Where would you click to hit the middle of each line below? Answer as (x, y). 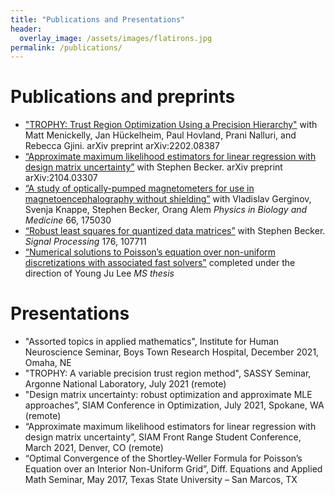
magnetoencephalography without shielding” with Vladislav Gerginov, (168, 199)
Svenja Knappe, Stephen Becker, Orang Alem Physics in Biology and (166, 210)
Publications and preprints (123, 97)
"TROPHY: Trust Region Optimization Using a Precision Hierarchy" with (171, 125)
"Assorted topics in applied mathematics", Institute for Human (152, 342)
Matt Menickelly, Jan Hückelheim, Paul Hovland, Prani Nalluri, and (160, 135)
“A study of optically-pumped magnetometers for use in (139, 188)
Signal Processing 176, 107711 (85, 242)
